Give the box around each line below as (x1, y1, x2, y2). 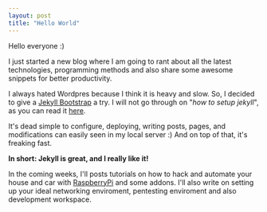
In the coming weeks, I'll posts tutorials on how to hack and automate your (8, 169, 253, 179)
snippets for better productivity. (8, 73, 112, 83)
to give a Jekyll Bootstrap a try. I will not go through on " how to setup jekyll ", (8, 97, 259, 107)
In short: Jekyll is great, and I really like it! (8, 153, 149, 163)
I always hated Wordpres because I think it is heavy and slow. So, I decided (8, 88, 255, 98)
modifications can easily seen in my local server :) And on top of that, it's (8, 129, 248, 139)
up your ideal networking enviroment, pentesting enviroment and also (8, 186, 237, 195)
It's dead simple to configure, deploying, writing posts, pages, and (8, 121, 226, 131)
